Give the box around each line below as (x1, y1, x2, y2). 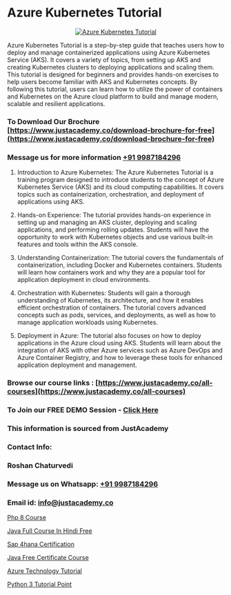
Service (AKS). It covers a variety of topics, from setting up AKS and (7, 55, 201, 63)
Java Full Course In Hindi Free (7, 526, 92, 535)
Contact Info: (7, 442, 52, 452)
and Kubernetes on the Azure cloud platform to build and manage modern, (7, 92, 219, 101)
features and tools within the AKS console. (17, 240, 138, 249)
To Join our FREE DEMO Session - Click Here (7, 405, 159, 414)
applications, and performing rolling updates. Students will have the (17, 225, 210, 234)
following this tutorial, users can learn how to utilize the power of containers (7, 85, 223, 93)
